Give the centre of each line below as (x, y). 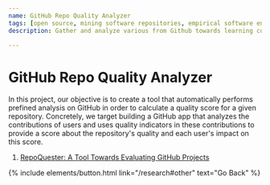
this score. (26, 142)
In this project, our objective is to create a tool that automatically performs (131, 99)
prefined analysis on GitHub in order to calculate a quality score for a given (133, 108)
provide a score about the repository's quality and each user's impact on (129, 134)
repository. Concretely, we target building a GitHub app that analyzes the (129, 116)
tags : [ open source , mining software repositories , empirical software (131, 23)
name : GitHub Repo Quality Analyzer (70, 16)
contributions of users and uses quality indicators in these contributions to (131, 125)
